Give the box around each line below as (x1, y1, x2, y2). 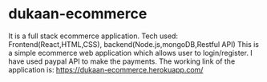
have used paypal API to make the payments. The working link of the (8, 57, 236, 66)
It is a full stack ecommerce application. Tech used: (8, 31, 179, 41)
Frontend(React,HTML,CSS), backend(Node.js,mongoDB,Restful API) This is (8, 39, 259, 49)
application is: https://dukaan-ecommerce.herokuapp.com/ (8, 64, 204, 74)
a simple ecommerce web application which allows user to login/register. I (8, 48, 253, 57)
